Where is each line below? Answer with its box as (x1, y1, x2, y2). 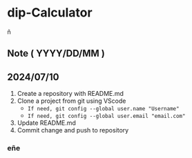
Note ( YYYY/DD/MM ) (7, 48, 105, 59)
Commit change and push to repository (17, 126, 129, 135)
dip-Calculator (7, 5, 93, 21)
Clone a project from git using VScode (17, 97, 126, 105)
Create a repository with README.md (17, 90, 124, 98)
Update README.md (17, 119, 76, 127)
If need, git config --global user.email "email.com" (27, 112, 186, 120)
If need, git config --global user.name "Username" (27, 106, 180, 112)
